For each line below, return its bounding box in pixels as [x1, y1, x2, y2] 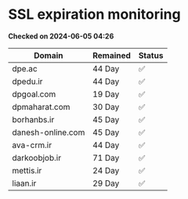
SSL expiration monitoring [8, 5, 182, 24]
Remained [92, 49, 132, 60]
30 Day [92, 101, 120, 112]
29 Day [92, 178, 120, 189]
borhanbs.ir [12, 114, 55, 125]
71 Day [92, 152, 120, 163]
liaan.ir [12, 178, 37, 189]
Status [138, 49, 164, 60]
